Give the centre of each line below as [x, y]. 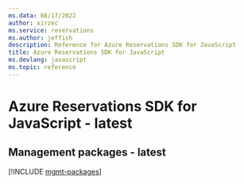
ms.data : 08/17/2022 [43, 15]
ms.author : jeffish [41, 38]
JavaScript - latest [70, 123]
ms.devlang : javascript [48, 60]
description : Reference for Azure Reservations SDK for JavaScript [122, 45]
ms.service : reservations [51, 30]
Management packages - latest [87, 153]
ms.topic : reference [43, 67]
